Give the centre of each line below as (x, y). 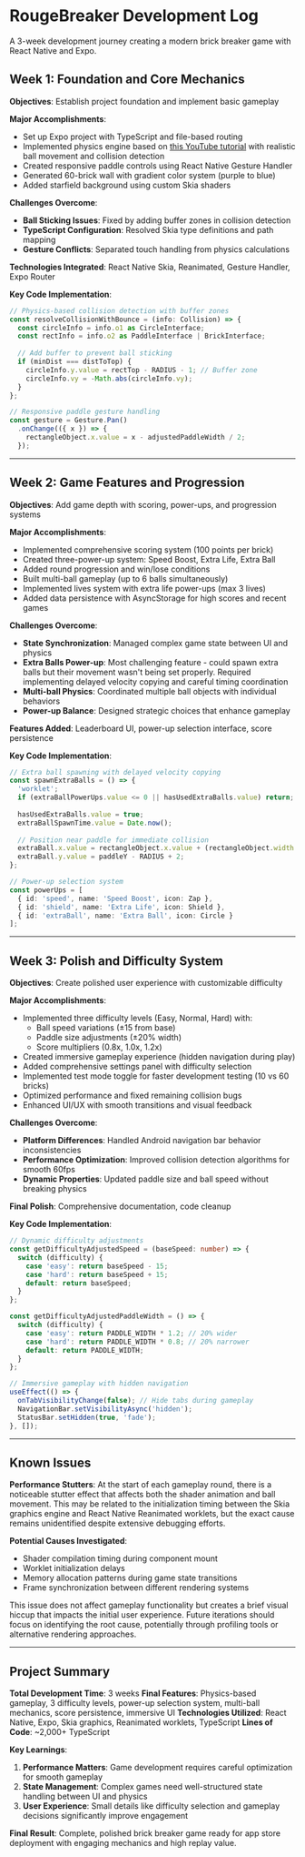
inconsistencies (52, 1150)
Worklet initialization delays (74, 1568)
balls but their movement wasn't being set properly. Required (137, 672)
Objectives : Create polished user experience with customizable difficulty (146, 983)
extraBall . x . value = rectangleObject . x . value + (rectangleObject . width (156, 848)
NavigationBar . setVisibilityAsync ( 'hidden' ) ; (105, 1409)
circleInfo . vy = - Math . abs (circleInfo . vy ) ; (109, 379)
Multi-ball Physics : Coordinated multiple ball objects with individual (149, 691)
